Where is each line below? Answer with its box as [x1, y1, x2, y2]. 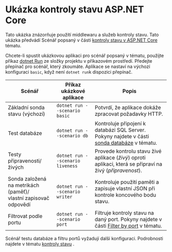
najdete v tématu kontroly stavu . [5, 241, 75, 247]
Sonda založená [8, 175, 47, 182]
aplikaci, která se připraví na [94, 160, 162, 168]
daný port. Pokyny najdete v [94, 215, 162, 223]
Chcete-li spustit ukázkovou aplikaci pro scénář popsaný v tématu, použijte [5, 52, 164, 59]
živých [8, 164, 24, 171]
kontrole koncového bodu [94, 191, 156, 199]
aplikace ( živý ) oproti [94, 154, 146, 161]
